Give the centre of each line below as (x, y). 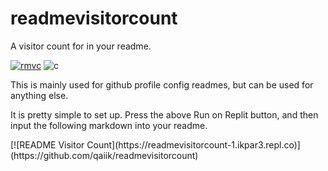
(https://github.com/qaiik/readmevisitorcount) (104, 155)
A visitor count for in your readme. (81, 46)
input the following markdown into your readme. (109, 125)
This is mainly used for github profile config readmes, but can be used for (162, 84)
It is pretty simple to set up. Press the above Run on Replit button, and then (164, 114)
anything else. (39, 95)
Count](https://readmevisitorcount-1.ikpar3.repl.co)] (193, 144)
